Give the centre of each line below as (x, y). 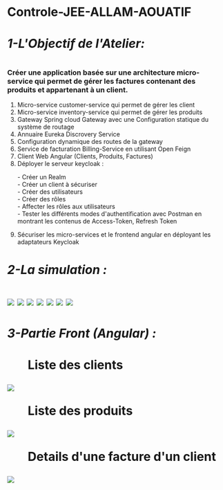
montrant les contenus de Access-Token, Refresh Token (97, 221)
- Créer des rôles (41, 199)
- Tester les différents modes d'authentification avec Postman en (109, 214)
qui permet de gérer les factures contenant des (115, 81)
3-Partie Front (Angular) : (82, 333)
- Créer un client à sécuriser (57, 184)
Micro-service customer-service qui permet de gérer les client (106, 105)
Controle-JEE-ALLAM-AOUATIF (99, 12)
